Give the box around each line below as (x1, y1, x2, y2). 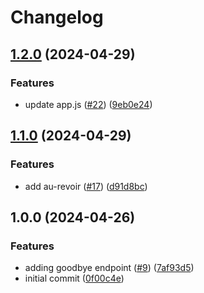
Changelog (10, 6, 104, 29)
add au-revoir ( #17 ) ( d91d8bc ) (24, 180, 148, 192)
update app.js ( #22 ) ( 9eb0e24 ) (24, 98, 153, 110)
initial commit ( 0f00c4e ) (24, 272, 125, 285)
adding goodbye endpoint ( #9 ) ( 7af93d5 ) (24, 262, 195, 274)
